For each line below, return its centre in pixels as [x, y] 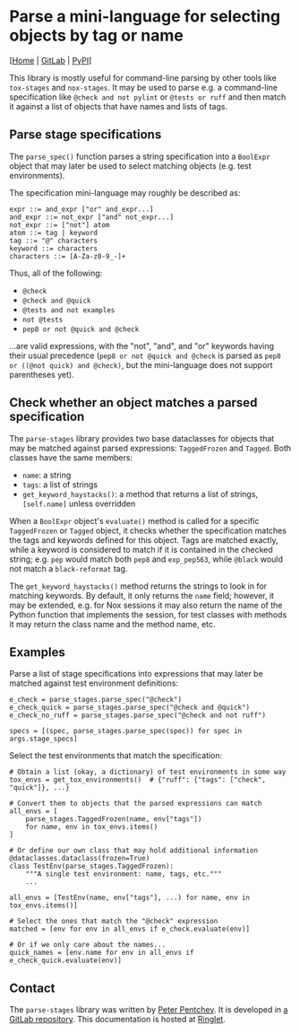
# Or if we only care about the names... [88, 945]
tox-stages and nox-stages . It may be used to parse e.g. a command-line [143, 87]
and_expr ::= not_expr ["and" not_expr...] [92, 217]
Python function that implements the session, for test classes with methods [148, 614]
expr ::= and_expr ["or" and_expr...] [81, 209]
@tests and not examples [69, 310]
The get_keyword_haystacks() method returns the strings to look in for [138, 586]
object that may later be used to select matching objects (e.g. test [131, 166]
